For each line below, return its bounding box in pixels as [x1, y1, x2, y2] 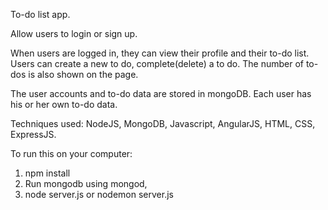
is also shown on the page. [28, 69, 139, 80]
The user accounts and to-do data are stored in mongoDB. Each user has [10, 88, 312, 99]
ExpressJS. [10, 129, 57, 140]
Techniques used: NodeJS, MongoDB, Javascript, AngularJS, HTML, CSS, [10, 118, 316, 129]
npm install [24, 167, 71, 179]
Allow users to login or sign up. [10, 28, 138, 39]
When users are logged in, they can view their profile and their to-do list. [10, 47, 310, 59]
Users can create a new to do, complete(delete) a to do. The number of [10, 58, 304, 69]
